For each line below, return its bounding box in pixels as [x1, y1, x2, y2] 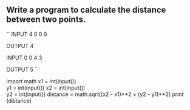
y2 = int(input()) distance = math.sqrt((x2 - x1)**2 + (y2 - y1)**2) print [6, 91, 184, 98]
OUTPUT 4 [6, 42, 34, 49]
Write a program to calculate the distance [6, 5, 166, 15]
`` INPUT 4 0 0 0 [6, 30, 47, 38]
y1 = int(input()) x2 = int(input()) [6, 84, 86, 91]
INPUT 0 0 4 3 [6, 54, 42, 61]
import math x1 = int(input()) [6, 77, 76, 84]
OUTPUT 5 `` [6, 66, 38, 73]
